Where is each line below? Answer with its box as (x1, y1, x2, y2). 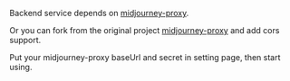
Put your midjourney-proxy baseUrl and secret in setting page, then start (9, 52, 281, 62)
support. (9, 35, 42, 45)
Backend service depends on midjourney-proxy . (9, 8, 189, 18)
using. (9, 62, 33, 72)
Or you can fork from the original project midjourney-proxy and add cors (9, 25, 280, 35)
